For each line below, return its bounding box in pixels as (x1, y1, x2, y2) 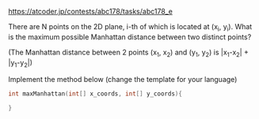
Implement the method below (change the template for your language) (8, 75, 238, 84)
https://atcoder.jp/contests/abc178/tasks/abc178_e (8, 7, 173, 16)
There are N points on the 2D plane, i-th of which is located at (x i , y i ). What (8, 22, 253, 33)
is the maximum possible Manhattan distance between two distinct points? (8, 32, 252, 42)
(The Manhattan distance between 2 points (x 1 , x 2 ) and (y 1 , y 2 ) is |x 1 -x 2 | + (8, 47, 249, 58)
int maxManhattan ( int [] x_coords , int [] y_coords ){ (8, 90, 182, 98)
